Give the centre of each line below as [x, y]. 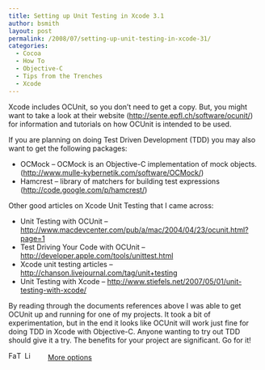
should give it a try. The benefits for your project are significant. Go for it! [130, 340]
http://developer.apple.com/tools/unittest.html [97, 255]
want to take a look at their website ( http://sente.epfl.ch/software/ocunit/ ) [130, 115]
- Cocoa [29, 53]
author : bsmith [34, 23]
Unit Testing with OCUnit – [64, 221]
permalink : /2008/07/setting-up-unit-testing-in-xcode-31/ [110, 38]
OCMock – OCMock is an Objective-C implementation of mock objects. [138, 164]
